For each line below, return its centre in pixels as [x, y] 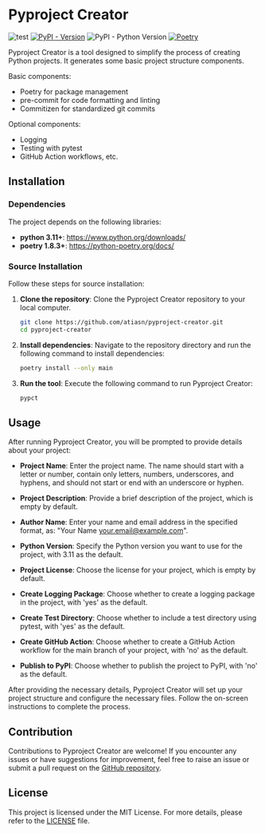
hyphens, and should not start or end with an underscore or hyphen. [132, 483]
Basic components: [40, 76]
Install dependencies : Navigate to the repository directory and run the [135, 345]
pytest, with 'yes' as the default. [72, 626]
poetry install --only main [66, 368]
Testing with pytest [51, 148]
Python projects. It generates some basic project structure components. [126, 61]
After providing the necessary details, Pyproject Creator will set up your [126, 690]
